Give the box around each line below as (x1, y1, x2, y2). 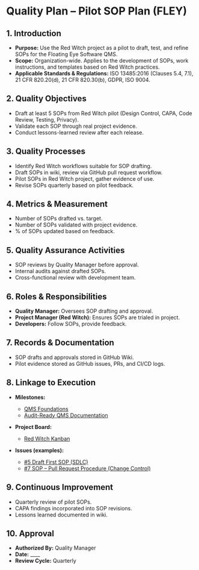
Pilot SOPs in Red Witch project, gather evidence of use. (14, 175, 155, 182)
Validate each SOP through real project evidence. (14, 122, 137, 130)
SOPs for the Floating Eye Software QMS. (14, 51, 118, 58)
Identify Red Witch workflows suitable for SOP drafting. (14, 162, 152, 169)
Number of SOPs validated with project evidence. (14, 221, 138, 228)
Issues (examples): (14, 446, 64, 454)
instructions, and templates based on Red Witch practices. (14, 63, 161, 70)
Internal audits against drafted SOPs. (14, 268, 106, 275)
